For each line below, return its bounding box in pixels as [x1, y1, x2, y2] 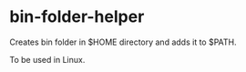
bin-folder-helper [9, 6, 145, 27]
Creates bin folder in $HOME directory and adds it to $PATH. [9, 36, 237, 47]
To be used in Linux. [9, 54, 86, 65]
